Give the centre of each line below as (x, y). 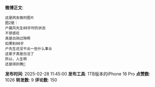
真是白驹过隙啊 (18, 38)
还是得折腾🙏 (15, 64)
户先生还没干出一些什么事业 (29, 49)
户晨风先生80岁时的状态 (26, 28)
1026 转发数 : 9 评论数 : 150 (31, 80)
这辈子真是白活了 (20, 54)
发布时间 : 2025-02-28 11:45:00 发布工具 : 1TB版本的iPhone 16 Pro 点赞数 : (78, 74)
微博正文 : (14, 8)
